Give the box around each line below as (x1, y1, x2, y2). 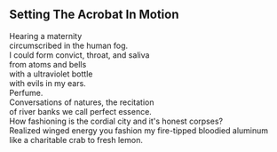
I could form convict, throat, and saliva (9, 49, 150, 60)
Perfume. (9, 87, 44, 98)
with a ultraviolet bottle (9, 68, 93, 79)
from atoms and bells (9, 59, 87, 69)
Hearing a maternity (9, 30, 83, 41)
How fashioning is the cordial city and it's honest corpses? (9, 116, 224, 126)
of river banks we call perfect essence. (9, 106, 153, 116)
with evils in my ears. (9, 77, 86, 88)
